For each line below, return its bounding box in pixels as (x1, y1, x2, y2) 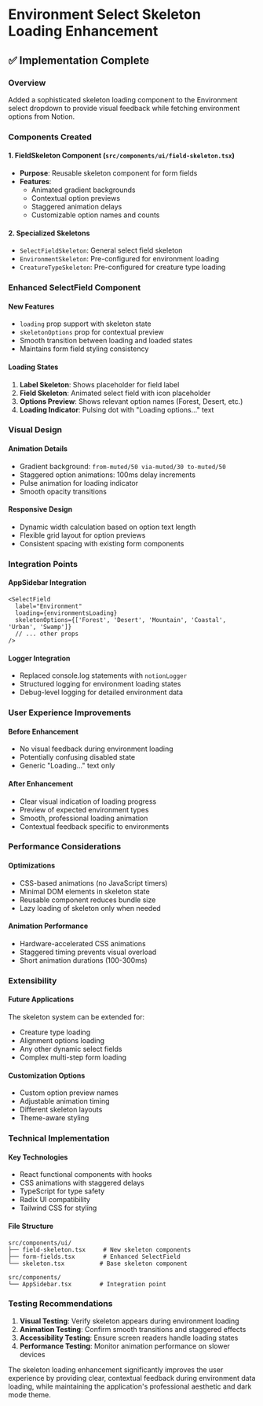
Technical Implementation (8, 1133, 110, 1144)
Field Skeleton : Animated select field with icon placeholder (19, 388, 211, 398)
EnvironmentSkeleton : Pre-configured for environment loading (19, 254, 220, 264)
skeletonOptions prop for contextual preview (19, 327, 165, 337)
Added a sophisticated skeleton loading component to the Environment (8, 94, 238, 104)
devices (19, 1349, 46, 1359)
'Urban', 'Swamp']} (8, 623, 72, 631)
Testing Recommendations (8, 1298, 113, 1309)
